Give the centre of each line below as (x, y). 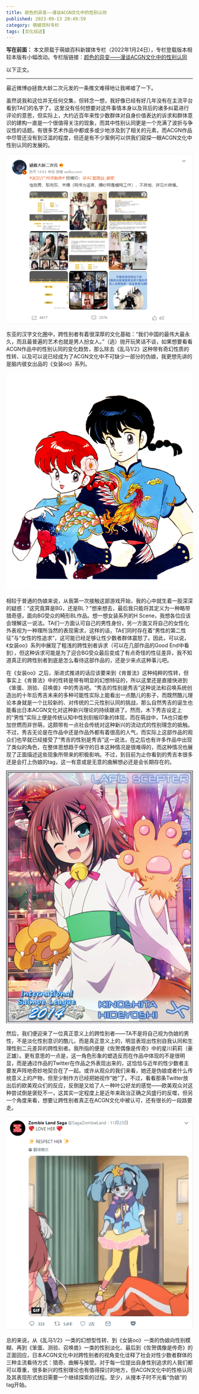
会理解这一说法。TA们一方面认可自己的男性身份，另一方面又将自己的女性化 (98, 623)
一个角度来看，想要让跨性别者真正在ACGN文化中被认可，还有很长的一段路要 (99, 1100)
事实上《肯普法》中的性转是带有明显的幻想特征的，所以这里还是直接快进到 (97, 680)
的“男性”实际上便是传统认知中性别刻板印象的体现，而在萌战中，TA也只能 (95, 717)
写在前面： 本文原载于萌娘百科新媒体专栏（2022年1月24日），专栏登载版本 (97, 50)
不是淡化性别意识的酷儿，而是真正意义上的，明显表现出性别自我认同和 (102, 1040)
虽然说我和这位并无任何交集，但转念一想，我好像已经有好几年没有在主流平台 (99, 100)
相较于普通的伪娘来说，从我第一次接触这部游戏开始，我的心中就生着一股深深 (99, 601)
